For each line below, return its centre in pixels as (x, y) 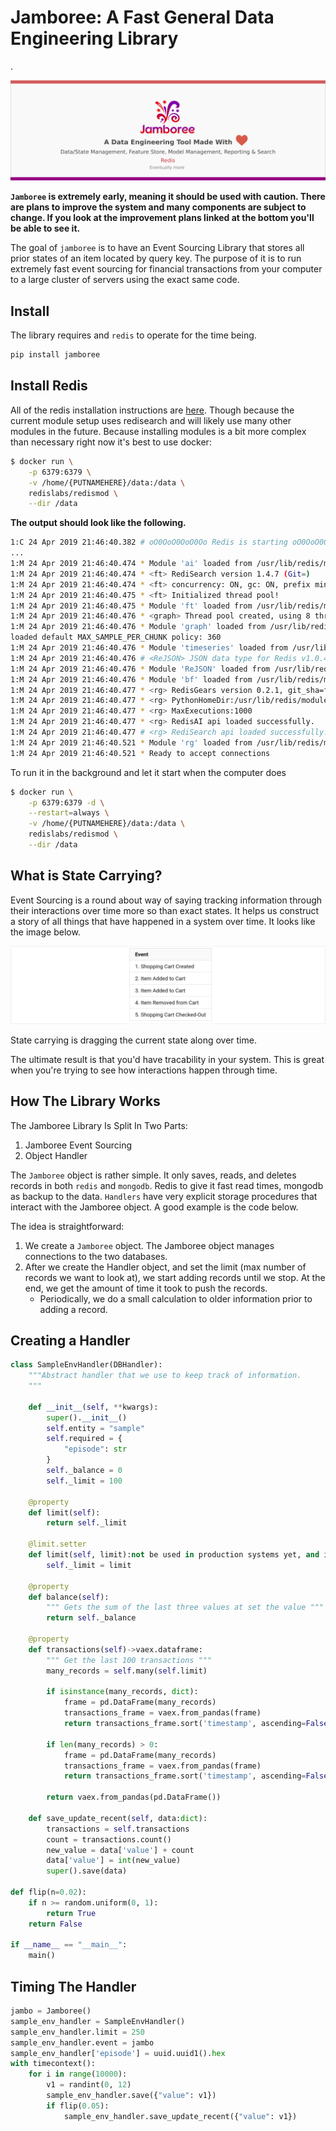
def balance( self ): (69, 1597)
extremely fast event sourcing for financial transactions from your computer (166, 269)
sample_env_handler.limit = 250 (77, 2032)
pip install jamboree (55, 355)
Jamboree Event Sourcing (78, 1145)
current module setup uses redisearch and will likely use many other (151, 420)
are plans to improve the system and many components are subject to (158, 207)
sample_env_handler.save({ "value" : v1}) (131, 2096)
